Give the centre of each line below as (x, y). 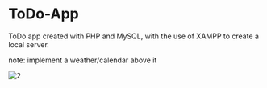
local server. (29, 44)
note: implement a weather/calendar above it (83, 60)
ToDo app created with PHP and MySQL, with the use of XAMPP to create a (134, 36)
